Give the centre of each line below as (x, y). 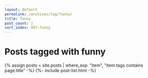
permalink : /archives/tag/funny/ (38, 14)
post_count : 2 (19, 23)
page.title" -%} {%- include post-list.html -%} (50, 71)
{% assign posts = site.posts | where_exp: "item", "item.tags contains (74, 65)
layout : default (21, 10)
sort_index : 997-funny (28, 28)
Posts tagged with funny (55, 52)
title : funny (18, 19)
